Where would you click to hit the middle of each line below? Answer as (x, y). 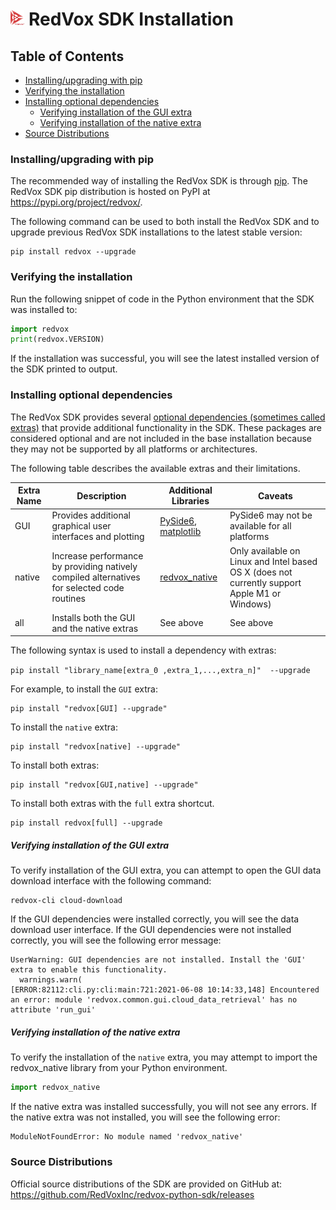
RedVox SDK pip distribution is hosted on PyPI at (110, 192)
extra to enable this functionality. (89, 970)
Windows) (250, 604)
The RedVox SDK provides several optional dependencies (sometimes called (168, 417)
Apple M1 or (255, 593)
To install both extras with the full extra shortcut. (112, 804)
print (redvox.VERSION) (57, 339)
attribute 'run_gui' (53, 1010)
